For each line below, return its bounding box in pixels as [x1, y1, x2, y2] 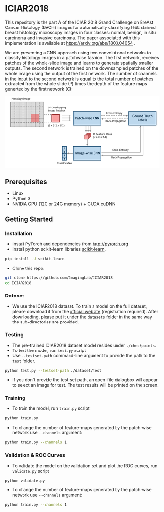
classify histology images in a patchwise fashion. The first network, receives [5, 54, 159, 60]
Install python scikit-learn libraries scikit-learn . [12, 246, 106, 252]
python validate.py [5, 478, 45, 483]
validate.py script [12, 468, 49, 474]
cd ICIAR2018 [5, 280, 32, 285]
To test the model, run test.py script [12, 348, 86, 353]
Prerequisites [5, 177, 47, 186]
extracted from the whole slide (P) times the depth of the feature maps [5, 81, 148, 86]
